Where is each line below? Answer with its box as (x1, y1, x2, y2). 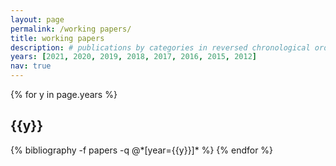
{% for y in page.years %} (10, 89, 118, 100)
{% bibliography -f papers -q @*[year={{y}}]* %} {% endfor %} (10, 144, 274, 156)
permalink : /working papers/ (10, 24, 132, 34)
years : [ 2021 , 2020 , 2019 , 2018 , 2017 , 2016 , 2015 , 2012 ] (10, 52, 258, 62)
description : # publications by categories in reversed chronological (10, 42, 311, 53)
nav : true (10, 61, 52, 71)
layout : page (10, 14, 65, 25)
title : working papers (10, 33, 105, 43)
